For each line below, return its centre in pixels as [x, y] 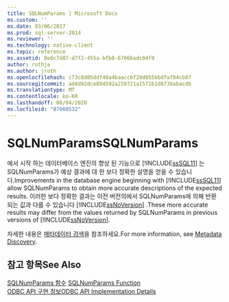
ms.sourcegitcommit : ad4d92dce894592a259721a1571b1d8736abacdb [99, 84]
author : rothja [29, 65]
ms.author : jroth [32, 71]
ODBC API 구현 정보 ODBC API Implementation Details [82, 291]
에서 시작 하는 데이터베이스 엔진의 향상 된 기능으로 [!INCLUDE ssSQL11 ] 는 [106, 163]
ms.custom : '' [27, 20]
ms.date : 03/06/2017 [37, 26]
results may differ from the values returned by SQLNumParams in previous [112, 212]
